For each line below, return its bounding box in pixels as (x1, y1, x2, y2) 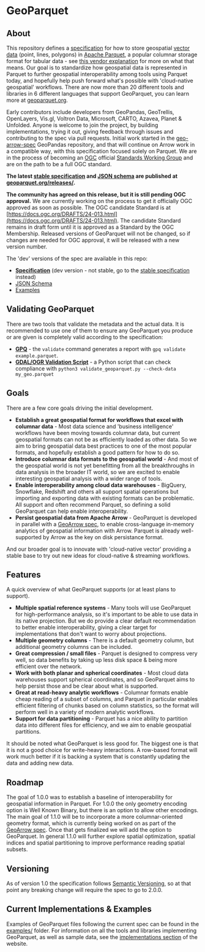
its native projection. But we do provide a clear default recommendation (15, 617, 196, 624)
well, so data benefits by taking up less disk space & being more (15, 656, 177, 664)
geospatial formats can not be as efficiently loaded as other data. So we (15, 436, 197, 443)
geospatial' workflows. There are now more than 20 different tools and (6, 83, 185, 91)
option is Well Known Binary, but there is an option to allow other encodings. (6, 807, 199, 814)
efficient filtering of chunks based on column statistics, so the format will (15, 702, 199, 709)
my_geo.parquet (15, 371, 54, 377)
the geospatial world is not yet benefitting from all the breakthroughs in (15, 461, 195, 469)
